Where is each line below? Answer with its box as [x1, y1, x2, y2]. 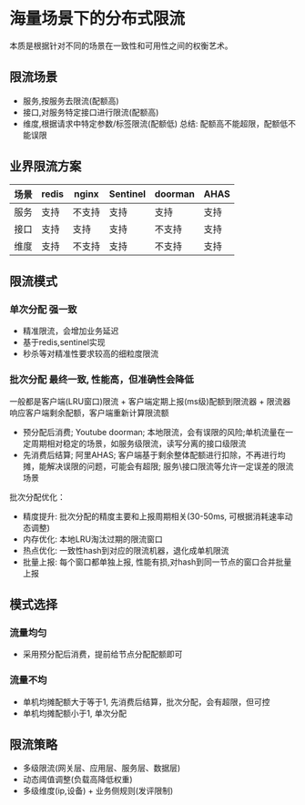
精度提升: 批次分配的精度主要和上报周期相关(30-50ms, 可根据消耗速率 [22, 511, 285, 522]
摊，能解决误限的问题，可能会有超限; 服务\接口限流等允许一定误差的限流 [22, 461, 294, 472]
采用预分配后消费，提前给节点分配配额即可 [22, 648, 183, 660]
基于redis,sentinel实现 [22, 337, 107, 348]
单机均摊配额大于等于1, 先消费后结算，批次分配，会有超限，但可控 [22, 696, 270, 707]
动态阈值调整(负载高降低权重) [22, 774, 134, 785]
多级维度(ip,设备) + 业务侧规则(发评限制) [22, 785, 174, 797]
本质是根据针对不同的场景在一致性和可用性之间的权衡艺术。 [9, 40, 233, 51]
